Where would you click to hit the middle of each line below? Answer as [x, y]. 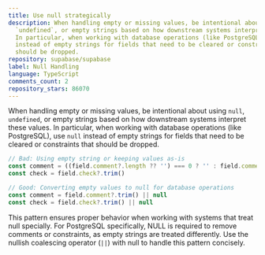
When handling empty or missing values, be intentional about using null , [126, 111]
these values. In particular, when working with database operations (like [125, 128]
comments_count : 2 [38, 81]
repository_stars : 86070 [49, 89]
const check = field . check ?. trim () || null [81, 202]
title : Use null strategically [60, 15]
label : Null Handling [44, 67]
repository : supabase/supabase [60, 60]
